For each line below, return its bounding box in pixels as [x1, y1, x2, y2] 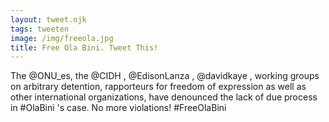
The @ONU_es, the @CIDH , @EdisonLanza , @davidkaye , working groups [10, 70, 320, 82]
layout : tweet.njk [10, 14, 87, 25]
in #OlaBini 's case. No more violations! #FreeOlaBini [10, 102, 227, 114]
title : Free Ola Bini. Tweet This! [10, 42, 159, 53]
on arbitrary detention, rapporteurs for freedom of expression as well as [10, 81, 307, 93]
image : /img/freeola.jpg [10, 33, 114, 43]
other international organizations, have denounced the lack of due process [10, 91, 318, 103]
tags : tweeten [10, 24, 70, 34]
